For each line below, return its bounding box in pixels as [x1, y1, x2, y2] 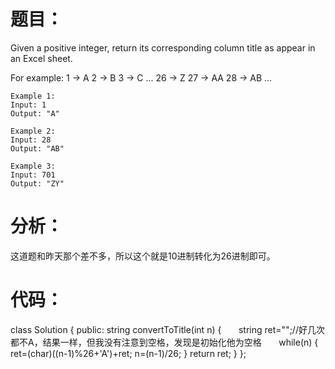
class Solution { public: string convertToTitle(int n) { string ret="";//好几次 [10, 323, 325, 335]
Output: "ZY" [10, 178, 65, 189]
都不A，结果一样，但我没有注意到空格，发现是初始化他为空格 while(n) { [10, 336, 319, 348]
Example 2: [10, 126, 56, 136]
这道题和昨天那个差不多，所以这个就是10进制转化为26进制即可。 [10, 250, 276, 262]
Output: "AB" [10, 143, 65, 154]
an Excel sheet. [10, 52, 73, 64]
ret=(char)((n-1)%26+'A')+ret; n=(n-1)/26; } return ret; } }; [10, 347, 247, 359]
